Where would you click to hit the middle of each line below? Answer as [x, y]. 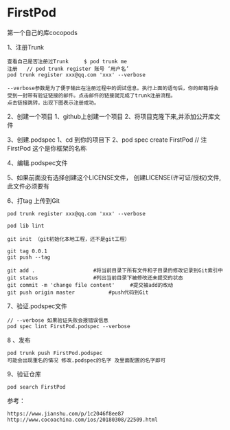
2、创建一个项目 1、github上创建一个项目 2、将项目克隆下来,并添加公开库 [111, 116]
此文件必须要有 [28, 186]
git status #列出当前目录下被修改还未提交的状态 [95, 278]
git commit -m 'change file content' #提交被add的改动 [90, 285]
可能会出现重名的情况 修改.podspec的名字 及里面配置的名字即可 [87, 360]
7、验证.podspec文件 [37, 306]
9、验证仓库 [24, 374]
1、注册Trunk [26, 47]
